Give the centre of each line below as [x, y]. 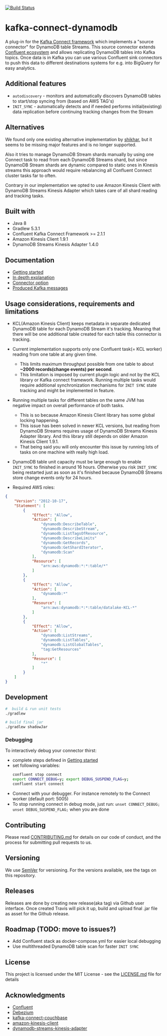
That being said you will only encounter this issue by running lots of [89, 447]
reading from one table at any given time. [55, 354]
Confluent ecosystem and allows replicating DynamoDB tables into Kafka [80, 52]
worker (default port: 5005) [40, 799]
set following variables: [36, 765]
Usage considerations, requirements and [70, 304]
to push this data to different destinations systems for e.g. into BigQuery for [83, 63]
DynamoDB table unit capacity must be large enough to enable [77, 462]
